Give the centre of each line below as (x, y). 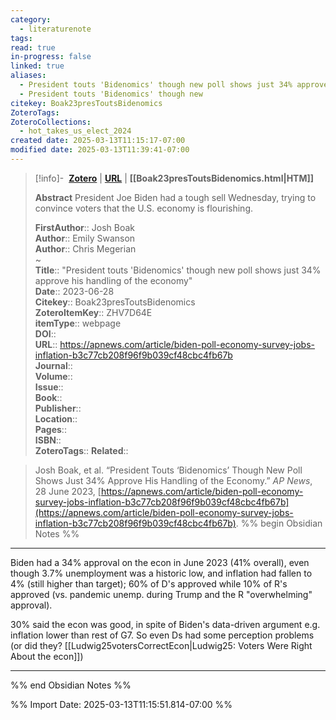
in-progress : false (51, 57)
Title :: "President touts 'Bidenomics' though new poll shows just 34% (178, 270)
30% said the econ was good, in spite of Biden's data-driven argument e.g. (165, 624)
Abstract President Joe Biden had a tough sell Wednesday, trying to (175, 197)
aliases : (28, 76)
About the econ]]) (47, 656)
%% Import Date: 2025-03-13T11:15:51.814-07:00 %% (121, 704)
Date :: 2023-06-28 (74, 291)
